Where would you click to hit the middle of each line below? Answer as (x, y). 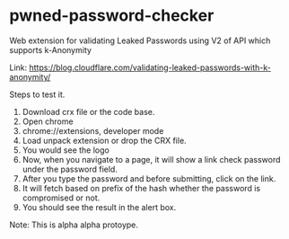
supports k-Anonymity (51, 49)
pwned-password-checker (112, 16)
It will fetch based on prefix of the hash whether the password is (141, 188)
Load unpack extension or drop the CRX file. (104, 140)
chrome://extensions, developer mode (93, 130)
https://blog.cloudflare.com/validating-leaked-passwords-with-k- (150, 67)
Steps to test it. (37, 94)
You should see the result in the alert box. (99, 207)
